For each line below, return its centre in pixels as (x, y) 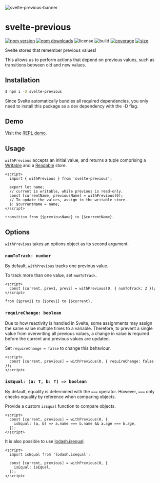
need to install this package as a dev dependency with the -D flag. (72, 106)
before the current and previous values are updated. (58, 338)
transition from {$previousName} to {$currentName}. (60, 217)
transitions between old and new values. (46, 65)
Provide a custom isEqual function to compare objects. (60, 406)
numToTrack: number (28, 256)
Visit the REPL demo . (26, 133)
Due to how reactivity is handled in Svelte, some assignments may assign (79, 323)
